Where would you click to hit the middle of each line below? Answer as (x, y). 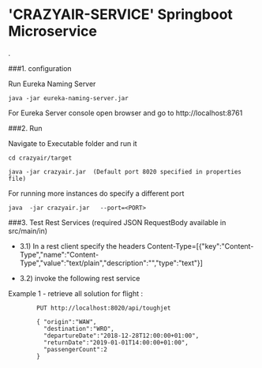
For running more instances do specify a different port (96, 193)
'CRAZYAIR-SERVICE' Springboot (120, 15)
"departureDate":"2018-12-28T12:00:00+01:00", (121, 336)
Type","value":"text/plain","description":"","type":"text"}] (111, 263)
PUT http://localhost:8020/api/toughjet (104, 308)
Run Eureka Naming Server (52, 84)
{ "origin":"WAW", (67, 321)
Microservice (52, 31)
